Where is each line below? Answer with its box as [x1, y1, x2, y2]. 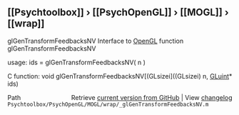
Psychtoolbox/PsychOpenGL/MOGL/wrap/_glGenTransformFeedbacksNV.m [7, 101, 209, 108]
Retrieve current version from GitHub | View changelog [71, 93, 233, 101]
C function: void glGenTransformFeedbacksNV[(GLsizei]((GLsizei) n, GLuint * [7, 71, 233, 80]
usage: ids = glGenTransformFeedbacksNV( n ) [7, 58, 146, 66]
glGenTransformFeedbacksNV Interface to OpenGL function [7, 36, 184, 45]
